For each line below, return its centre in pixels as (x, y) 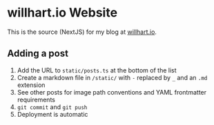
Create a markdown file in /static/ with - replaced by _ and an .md (112, 77)
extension (31, 85)
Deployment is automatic (52, 114)
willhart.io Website (62, 13)
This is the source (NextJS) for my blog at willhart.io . (82, 32)
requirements (36, 99)
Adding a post (38, 54)
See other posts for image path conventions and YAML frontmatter (112, 92)
